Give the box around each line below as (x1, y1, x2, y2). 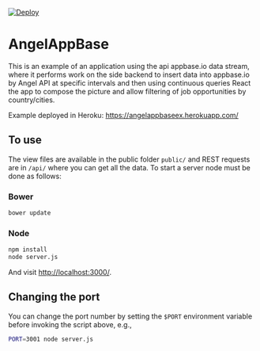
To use (8, 133, 42, 147)
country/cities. (8, 95, 55, 105)
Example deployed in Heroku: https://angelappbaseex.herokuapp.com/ (8, 110, 239, 120)
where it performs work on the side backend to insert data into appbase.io (8, 70, 251, 79)
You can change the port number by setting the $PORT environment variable (8, 311, 253, 321)
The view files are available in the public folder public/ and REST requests (8, 155, 251, 164)
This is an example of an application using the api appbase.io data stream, (8, 61, 251, 71)
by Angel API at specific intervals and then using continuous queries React (8, 78, 251, 87)
